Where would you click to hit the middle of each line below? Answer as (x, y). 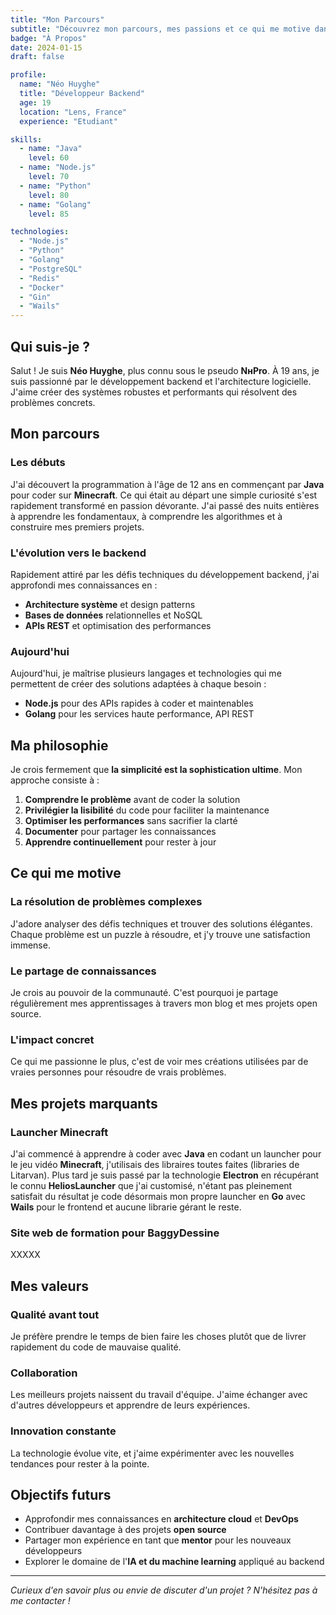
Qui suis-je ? (50, 346)
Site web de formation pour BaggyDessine (115, 1233)
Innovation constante (63, 1431)
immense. (30, 945)
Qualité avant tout (55, 1314)
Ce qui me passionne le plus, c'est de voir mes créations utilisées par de (159, 1062)
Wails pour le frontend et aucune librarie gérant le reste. (126, 1207)
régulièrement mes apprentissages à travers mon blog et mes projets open (164, 1003)
